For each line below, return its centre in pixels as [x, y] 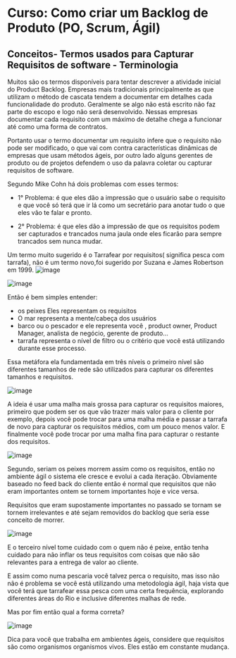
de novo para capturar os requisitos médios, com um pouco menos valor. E [116, 427]
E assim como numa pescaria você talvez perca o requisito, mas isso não [113, 576]
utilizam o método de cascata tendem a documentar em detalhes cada [110, 97]
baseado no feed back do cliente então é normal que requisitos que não [112, 484]
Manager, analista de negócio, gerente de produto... [93, 333]
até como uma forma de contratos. [57, 127]
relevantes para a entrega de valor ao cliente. [73, 562]
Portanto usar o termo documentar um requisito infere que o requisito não [114, 140]
